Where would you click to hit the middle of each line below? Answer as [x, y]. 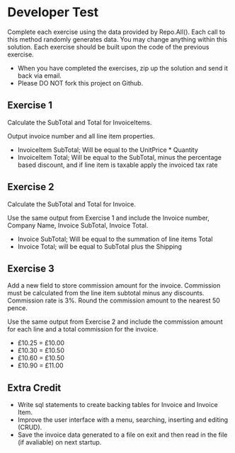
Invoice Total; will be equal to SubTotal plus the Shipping [100, 246]
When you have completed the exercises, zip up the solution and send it [122, 68]
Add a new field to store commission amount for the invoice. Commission [114, 286]
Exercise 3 [31, 268]
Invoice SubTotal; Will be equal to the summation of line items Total [115, 239]
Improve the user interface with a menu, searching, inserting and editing [123, 420]
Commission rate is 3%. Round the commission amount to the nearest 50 [114, 300]
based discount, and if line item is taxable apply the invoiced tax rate [117, 165]
